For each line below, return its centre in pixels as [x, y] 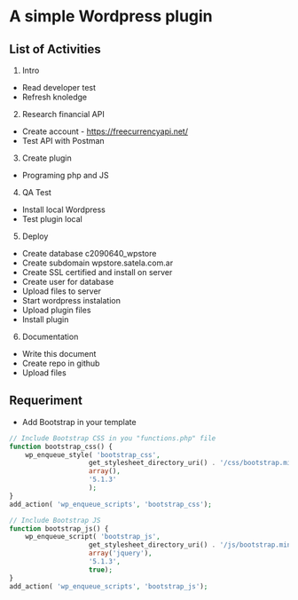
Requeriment [46, 401]
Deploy [35, 236]
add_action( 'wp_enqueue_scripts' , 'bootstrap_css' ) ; [111, 504]
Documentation [50, 336]
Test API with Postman [63, 141]
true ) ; [101, 570]
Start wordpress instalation [71, 300]
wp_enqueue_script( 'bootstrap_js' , [93, 537]
